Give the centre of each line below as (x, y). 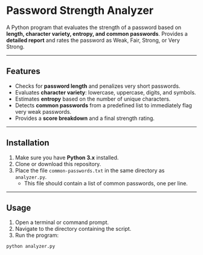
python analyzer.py (31, 247)
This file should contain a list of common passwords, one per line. (106, 183)
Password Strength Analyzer (80, 11)
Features (23, 71)
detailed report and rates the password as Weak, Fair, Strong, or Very (93, 40)
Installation (28, 143)
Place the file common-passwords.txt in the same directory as (90, 170)
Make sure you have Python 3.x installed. (67, 157)
